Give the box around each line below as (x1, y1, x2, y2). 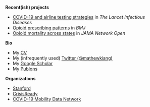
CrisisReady (12, 91, 38, 96)
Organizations (5, 76, 36, 81)
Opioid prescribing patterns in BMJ (12, 25, 86, 31)
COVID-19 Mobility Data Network (12, 96, 81, 102)
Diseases (12, 20, 32, 25)
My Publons (12, 66, 38, 72)
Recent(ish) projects (5, 5, 49, 10)
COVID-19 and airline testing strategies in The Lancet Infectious (12, 14, 145, 20)
